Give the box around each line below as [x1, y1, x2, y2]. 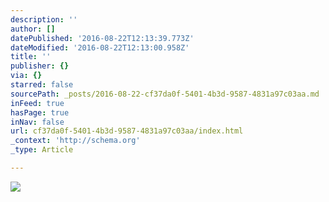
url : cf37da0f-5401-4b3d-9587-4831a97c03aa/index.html [10, 126, 244, 136]
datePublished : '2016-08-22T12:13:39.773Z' [10, 33, 195, 43]
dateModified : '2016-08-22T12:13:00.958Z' [10, 42, 190, 53]
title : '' [10, 52, 52, 62]
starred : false [10, 80, 74, 90]
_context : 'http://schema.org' [10, 136, 141, 146]
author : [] [10, 24, 56, 34]
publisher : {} [10, 61, 70, 71]
